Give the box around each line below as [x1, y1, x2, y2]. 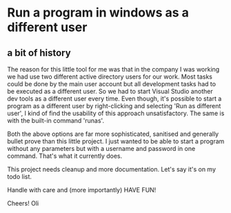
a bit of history [7, 47, 71, 59]
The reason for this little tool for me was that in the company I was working [7, 65, 220, 73]
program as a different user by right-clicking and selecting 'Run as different [7, 102, 221, 110]
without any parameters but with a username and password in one [7, 145, 196, 152]
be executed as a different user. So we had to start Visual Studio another [7, 88, 213, 95]
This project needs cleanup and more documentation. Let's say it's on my [7, 165, 216, 173]
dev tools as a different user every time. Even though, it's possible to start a [7, 94, 222, 103]
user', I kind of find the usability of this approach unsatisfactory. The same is [7, 109, 225, 117]
